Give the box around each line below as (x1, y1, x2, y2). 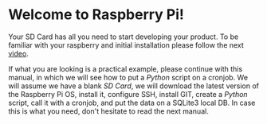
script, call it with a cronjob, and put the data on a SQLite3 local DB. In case (8, 98, 256, 107)
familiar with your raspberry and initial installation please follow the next (8, 40, 245, 49)
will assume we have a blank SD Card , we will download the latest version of (8, 81, 260, 91)
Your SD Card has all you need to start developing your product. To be (8, 32, 239, 41)
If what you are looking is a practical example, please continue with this (8, 64, 243, 73)
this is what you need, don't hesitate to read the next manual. (8, 106, 209, 116)
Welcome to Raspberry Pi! (8, 6, 185, 24)
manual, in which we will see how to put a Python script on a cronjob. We (8, 72, 249, 82)
